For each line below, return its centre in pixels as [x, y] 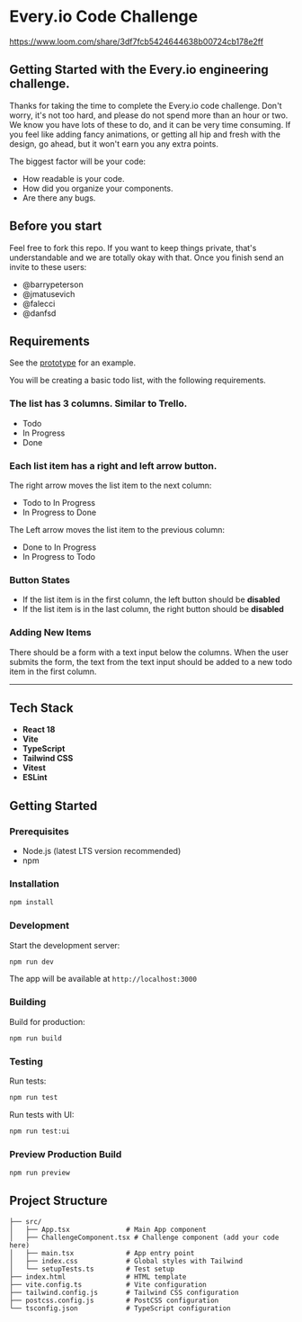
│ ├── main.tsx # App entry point [102, 1253]
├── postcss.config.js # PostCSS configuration [114, 1300]
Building [28, 1003]
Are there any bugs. [59, 198]
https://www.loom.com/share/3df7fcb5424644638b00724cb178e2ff [136, 41]
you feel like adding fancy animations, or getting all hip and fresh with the [145, 134]
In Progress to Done [59, 512]
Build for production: [47, 1021]
